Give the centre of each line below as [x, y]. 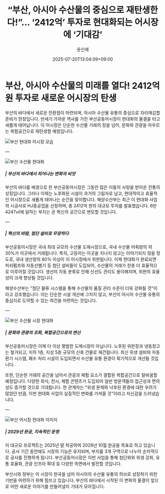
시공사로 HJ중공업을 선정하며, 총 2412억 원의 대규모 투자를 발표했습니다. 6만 [83, 205]
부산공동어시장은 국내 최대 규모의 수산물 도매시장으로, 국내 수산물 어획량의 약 [79, 247]
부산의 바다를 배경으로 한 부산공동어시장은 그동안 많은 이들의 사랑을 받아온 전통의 [83, 187]
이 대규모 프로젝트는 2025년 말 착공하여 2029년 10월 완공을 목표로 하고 [74, 445]
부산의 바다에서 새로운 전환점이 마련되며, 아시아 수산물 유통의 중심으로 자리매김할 [83, 113]
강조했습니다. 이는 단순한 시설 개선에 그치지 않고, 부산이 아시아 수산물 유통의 [87, 294]
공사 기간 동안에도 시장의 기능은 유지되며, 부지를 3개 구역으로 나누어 [77, 451]
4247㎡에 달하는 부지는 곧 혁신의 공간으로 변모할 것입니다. [61, 212]
